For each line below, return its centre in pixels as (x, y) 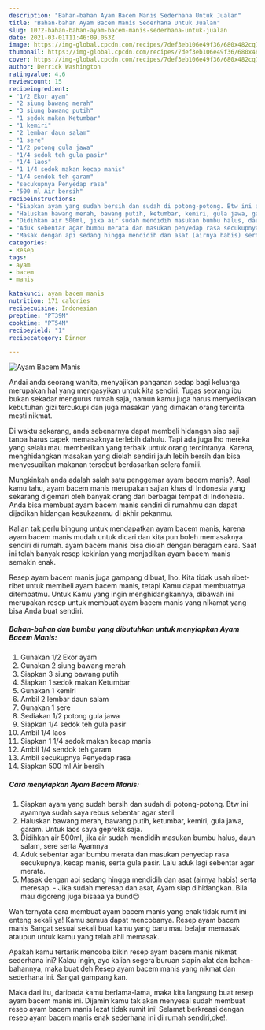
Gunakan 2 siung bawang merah (73, 666)
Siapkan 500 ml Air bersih (62, 767)
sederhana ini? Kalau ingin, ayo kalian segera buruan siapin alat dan (119, 961)
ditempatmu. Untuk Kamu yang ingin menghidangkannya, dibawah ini (121, 594)
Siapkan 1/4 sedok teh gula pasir (73, 724)
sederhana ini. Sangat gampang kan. (68, 977)
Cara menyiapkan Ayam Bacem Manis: (74, 784)
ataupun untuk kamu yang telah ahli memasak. (84, 937)
